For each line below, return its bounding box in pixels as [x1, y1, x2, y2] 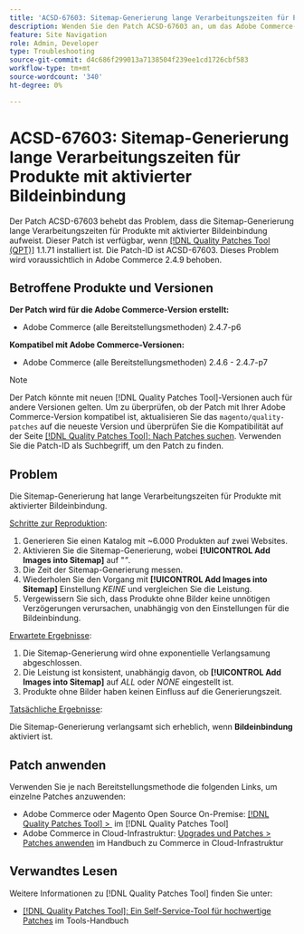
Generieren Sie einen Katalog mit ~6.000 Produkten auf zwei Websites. [22, 536, 288, 547]
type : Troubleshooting [9, 47, 95, 56]
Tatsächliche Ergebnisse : [9, 704, 103, 715]
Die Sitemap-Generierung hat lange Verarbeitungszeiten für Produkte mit [9, 491, 282, 501]
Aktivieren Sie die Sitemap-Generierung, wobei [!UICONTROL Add [22, 545, 271, 556]
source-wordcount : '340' [9, 73, 103, 82]
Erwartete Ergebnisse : [9, 630, 92, 641]
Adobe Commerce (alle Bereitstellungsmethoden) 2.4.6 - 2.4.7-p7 [22, 357, 269, 368]
